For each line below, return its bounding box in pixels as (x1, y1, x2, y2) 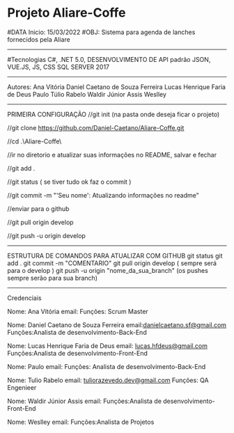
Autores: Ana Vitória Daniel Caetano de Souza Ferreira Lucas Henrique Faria (7, 82, 226, 91)
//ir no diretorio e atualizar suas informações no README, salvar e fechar (7, 150, 217, 159)
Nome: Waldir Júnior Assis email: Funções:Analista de (7, 397, 162, 405)
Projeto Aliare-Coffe (7, 5, 127, 21)
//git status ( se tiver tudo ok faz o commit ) (7, 178, 132, 186)
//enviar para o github (7, 204, 70, 213)
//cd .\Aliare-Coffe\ (7, 137, 62, 145)
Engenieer (7, 383, 37, 391)
